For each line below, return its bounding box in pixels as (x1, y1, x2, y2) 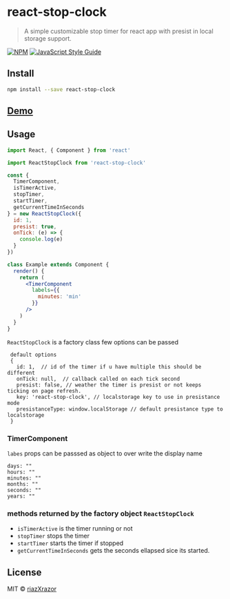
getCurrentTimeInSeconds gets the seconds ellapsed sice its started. (17, 547, 210, 555)
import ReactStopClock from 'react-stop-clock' (7, 159, 147, 166)
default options (10, 351, 57, 358)
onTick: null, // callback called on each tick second (16, 375, 180, 382)
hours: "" (7, 469, 36, 475)
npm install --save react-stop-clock (7, 86, 116, 93)
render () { (13, 267, 45, 275)
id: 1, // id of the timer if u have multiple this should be (16, 363, 202, 370)
